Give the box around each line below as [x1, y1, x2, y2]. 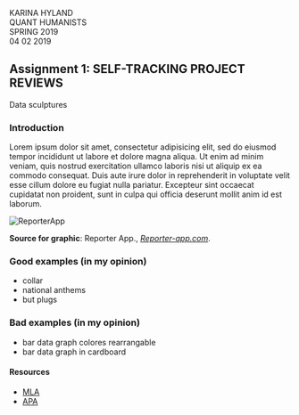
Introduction [9, 121, 64, 134]
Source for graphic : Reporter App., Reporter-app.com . [9, 233, 212, 244]
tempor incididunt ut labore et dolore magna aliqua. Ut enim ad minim [9, 151, 264, 162]
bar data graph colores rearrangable [21, 337, 156, 347]
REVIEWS [9, 76, 64, 91]
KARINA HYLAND [9, 8, 74, 18]
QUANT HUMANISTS [9, 17, 87, 28]
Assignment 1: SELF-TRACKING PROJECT [9, 61, 245, 77]
